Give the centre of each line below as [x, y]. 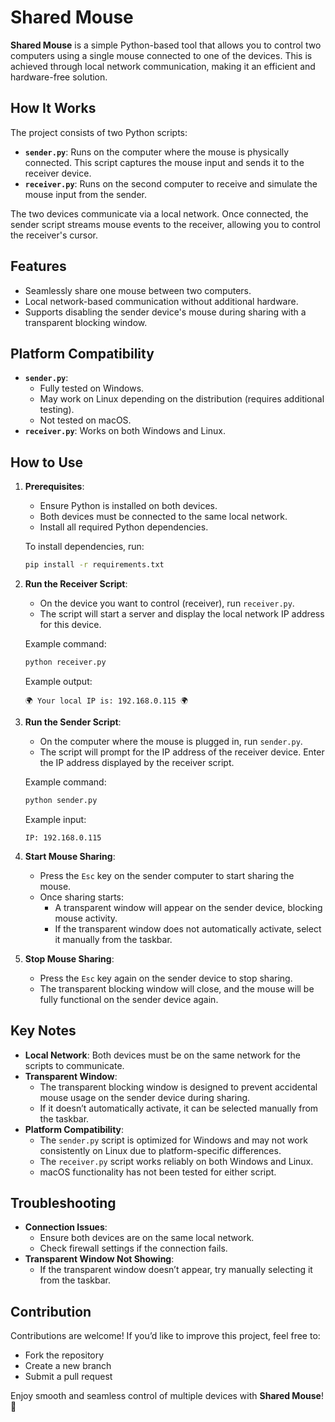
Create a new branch [68, 1366]
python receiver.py [65, 662]
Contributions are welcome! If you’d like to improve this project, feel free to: [165, 1336]
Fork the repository [64, 1355]
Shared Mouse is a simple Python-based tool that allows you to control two [166, 45]
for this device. [70, 625]
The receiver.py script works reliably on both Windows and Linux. [176, 1161]
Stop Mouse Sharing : [69, 958]
